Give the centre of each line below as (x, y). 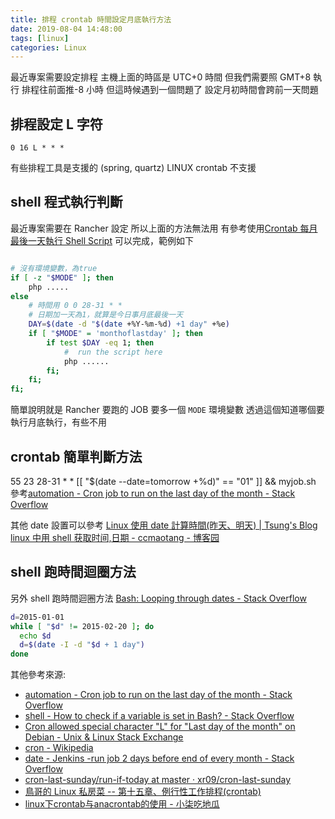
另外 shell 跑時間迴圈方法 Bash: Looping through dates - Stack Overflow (158, 598)
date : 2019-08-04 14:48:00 (66, 29)
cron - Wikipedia (59, 748)
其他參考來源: (38, 675)
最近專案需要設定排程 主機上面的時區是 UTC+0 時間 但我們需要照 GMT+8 (161, 77)
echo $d (35, 636)
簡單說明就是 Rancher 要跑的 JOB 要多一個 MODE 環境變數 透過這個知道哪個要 (167, 410)
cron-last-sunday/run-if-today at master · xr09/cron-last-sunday (158, 780)
